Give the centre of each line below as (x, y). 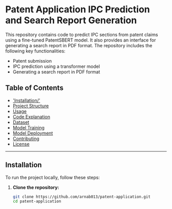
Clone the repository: (36, 187)
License (21, 144)
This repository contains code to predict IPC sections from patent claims (82, 34)
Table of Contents (35, 88)
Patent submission (32, 61)
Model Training (29, 127)
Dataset (21, 122)
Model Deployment (33, 133)
